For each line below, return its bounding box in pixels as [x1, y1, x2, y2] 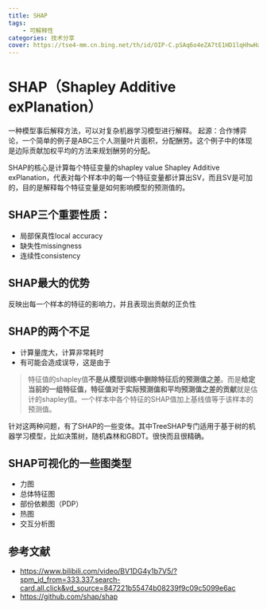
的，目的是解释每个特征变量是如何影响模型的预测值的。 [8, 183, 189, 192]
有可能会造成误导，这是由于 [19, 357, 111, 367]
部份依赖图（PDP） [19, 499, 83, 509]
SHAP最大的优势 [8, 277, 90, 290]
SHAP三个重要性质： [8, 208, 111, 222]
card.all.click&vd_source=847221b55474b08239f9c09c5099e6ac [19, 583, 236, 593]
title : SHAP [8, 11, 48, 20]
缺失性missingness [19, 241, 82, 250]
